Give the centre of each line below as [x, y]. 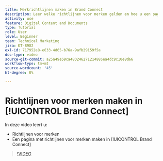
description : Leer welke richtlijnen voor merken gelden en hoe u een [78, 14]
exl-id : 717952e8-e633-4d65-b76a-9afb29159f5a [53, 50]
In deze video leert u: [26, 125]
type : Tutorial [20, 28]
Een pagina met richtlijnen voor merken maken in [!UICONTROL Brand [82, 139]
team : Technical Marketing [32, 41]
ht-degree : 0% [19, 73]
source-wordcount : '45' [29, 68]
